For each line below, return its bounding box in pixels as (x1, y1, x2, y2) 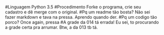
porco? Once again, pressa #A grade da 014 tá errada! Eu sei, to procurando (5, 19, 159, 25)
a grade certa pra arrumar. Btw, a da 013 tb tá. (5, 24, 98, 30)
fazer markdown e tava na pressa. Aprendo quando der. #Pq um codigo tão (5, 14, 158, 20)
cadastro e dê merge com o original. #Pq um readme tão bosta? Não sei (5, 9, 150, 15)
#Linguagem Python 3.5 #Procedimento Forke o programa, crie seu (5, 4, 141, 10)
